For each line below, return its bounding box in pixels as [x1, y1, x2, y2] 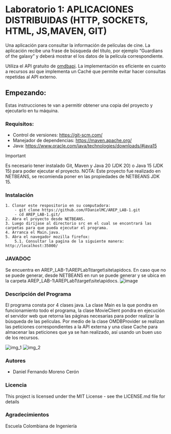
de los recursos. [5, 334, 39, 341]
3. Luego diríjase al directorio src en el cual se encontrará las [5, 221, 152, 226]
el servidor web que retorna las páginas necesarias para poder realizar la [5, 312, 159, 319]
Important [5, 153, 26, 159]
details [5, 398, 19, 404]
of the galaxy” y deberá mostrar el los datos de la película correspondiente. [5, 53, 164, 59]
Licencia [5, 381, 27, 389]
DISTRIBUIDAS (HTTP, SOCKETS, [5, 14, 148, 26]
